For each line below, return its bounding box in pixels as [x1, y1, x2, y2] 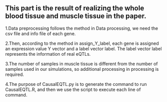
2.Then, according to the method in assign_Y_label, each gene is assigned [5, 40, 159, 46]
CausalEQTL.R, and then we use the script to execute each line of [5, 86, 141, 92]
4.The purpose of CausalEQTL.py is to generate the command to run [5, 81, 147, 87]
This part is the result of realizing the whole [5, 4, 144, 13]
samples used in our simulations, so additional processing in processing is [5, 66, 159, 72]
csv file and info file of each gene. [5, 30, 76, 37]
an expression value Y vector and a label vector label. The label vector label [5, 45, 162, 52]
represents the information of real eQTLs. [5, 51, 91, 57]
